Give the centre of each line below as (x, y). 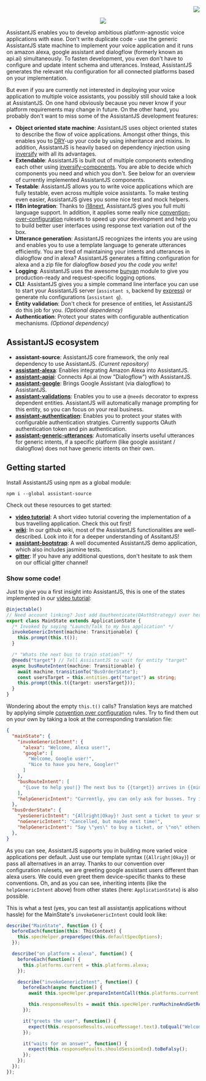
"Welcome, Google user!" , (62, 759)
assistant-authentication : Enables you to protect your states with (98, 415)
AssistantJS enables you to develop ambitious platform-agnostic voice (96, 32)
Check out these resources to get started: (59, 505)
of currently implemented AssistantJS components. (80, 180)
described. (29, 536)
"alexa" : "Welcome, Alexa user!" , (67, 748)
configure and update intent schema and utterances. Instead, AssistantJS (99, 65)
